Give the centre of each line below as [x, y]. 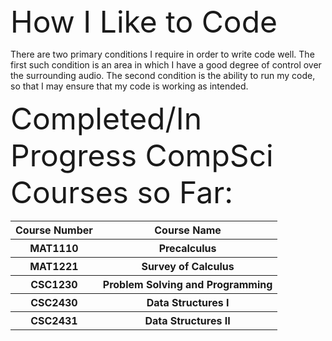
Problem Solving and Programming [187, 284]
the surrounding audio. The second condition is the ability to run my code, [163, 75]
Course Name [188, 230]
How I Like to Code [144, 22]
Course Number [54, 230]
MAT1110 [54, 248]
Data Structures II [187, 320]
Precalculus [187, 248]
